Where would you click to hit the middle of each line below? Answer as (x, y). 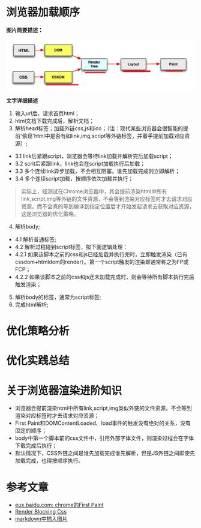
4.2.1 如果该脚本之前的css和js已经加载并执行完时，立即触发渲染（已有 (101, 254)
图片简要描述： (25, 30)
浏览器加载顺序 (43, 12)
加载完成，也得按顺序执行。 (49, 461)
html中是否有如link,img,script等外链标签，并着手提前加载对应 (109, 136)
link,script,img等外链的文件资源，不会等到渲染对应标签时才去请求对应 (107, 199)
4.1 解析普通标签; (36, 239)
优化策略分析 (38, 331)
